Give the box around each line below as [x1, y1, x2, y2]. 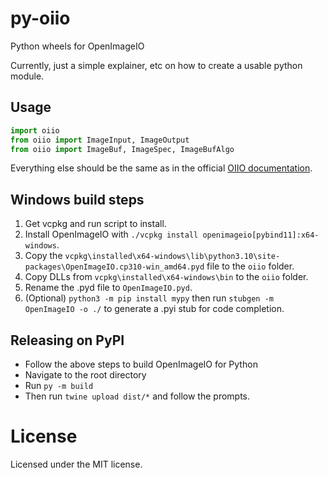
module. [10, 70, 45, 82]
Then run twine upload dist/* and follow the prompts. [24, 390, 251, 402]
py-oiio [10, 7, 71, 30]
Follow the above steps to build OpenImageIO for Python [24, 358, 258, 370]
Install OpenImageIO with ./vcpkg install [24, 228, 199, 241]
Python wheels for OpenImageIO [10, 40, 145, 52]
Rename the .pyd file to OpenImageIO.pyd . [24, 282, 193, 294]
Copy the [24, 250, 63, 262]
